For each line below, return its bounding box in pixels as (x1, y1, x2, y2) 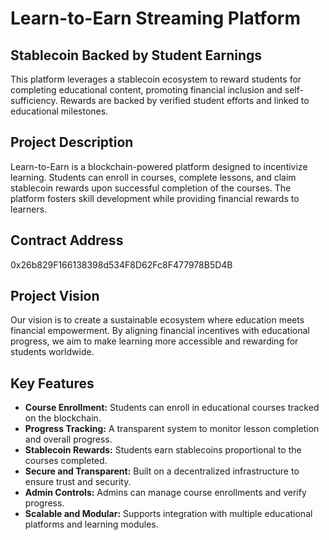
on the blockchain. (24, 412, 102, 424)
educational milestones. (10, 105, 109, 117)
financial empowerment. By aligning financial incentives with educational (10, 325, 310, 337)
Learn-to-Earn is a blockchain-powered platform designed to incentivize (10, 160, 308, 172)
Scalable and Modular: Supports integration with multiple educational (24, 508, 313, 520)
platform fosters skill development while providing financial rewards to (10, 192, 300, 204)
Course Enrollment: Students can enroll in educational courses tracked (24, 402, 320, 414)
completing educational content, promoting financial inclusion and (10, 84, 283, 96)
